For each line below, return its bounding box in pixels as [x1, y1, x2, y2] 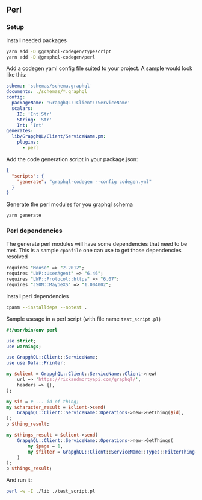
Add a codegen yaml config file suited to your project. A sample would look [6, 65, 193, 72]
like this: [6, 71, 27, 79]
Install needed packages [6, 36, 67, 44]
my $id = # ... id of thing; [6, 399, 79, 405]
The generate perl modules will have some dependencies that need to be [6, 240, 188, 248]
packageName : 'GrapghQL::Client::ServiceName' [11, 100, 130, 106]
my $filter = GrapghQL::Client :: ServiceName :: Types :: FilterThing [28, 449, 195, 455]
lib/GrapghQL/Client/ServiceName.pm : [11, 133, 106, 139]
